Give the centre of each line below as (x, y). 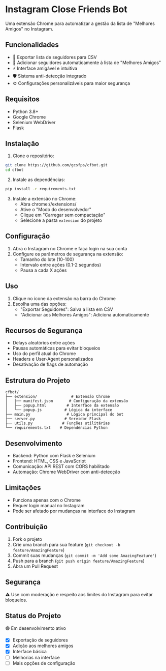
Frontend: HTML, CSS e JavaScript (49, 461)
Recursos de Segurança (44, 331)
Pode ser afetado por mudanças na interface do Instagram (74, 511)
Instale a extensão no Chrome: (45, 199)
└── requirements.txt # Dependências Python (57, 428)
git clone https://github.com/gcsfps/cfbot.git (57, 165)
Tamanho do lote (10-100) (47, 259)
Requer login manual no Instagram (48, 505)
